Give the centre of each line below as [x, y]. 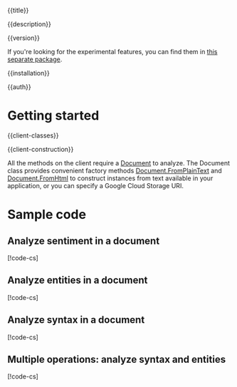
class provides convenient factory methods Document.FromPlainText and [115, 170]
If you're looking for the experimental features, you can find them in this [112, 52]
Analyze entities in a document [78, 280]
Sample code [47, 215]
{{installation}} [28, 73]
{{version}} [24, 38]
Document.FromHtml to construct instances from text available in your [110, 178]
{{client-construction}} [41, 149]
